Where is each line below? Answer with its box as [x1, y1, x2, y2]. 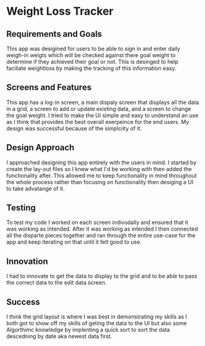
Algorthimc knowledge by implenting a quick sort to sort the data [6, 326, 170, 334]
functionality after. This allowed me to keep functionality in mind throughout [6, 172, 197, 179]
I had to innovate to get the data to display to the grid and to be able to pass [6, 272, 198, 280]
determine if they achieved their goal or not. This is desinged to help [6, 58, 179, 65]
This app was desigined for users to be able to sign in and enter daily [6, 45, 181, 52]
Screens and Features [6, 82, 92, 93]
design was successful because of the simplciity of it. [6, 125, 142, 132]
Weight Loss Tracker [6, 4, 114, 18]
